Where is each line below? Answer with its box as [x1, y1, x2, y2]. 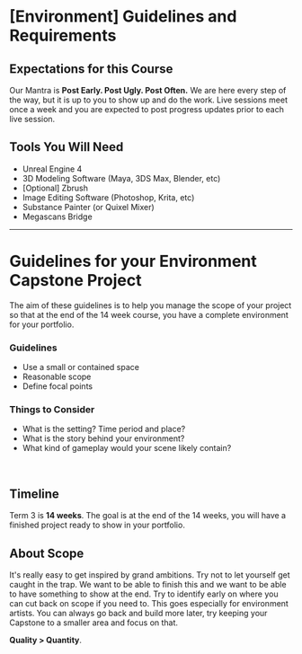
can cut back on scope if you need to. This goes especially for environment [9, 597, 289, 608]
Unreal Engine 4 [22, 163, 83, 174]
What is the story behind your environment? [22, 433, 185, 444]
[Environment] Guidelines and [9, 6, 237, 27]
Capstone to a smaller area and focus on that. [9, 617, 178, 628]
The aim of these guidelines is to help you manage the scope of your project [9, 299, 292, 311]
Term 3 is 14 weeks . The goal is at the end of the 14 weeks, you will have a [9, 510, 286, 521]
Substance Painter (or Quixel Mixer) [22, 201, 155, 212]
